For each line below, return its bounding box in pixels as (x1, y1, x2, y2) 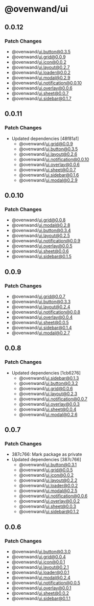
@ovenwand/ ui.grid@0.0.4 (11, 554, 66, 559)
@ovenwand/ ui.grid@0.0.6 (19, 385, 73, 391)
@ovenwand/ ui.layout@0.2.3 (19, 391, 77, 396)
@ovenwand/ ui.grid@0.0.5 (19, 467, 73, 473)
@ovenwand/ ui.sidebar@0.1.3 (19, 375, 79, 381)
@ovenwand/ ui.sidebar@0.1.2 (19, 509, 79, 514)
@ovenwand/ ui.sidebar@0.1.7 (11, 95, 72, 101)
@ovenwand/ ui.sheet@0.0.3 (19, 503, 76, 510)
